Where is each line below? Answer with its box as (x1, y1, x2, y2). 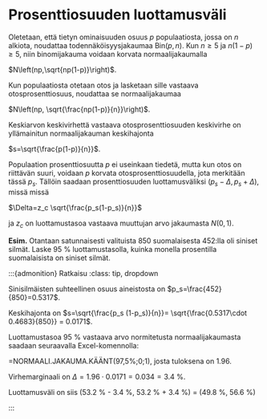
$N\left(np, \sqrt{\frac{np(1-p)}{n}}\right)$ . (8, 104, 151, 114)
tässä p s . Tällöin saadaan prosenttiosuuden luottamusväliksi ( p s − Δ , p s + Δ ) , (8, 177, 259, 188)
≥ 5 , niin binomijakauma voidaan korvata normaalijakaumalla (8, 49, 208, 59)
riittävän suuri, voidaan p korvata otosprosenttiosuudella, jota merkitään (8, 168, 245, 177)
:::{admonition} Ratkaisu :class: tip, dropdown (8, 268, 159, 278)
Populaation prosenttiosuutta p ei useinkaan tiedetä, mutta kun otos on (8, 159, 242, 169)
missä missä (8, 187, 50, 197)
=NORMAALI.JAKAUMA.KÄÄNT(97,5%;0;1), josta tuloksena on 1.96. (8, 356, 233, 366)
